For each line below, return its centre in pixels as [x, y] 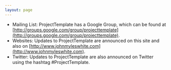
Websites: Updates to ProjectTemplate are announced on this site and [86, 41]
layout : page [19, 10]
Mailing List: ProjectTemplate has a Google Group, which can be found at [89, 24]
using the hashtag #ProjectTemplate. [51, 62]
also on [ [22, 46]
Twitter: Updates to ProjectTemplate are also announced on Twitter [83, 57]
